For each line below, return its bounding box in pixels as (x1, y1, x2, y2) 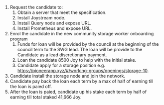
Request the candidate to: (9, 4, 63, 10)
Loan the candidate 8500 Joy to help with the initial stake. (17, 57, 137, 63)
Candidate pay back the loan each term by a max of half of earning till (9, 78, 154, 84)
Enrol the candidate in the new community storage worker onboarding (9, 31, 154, 36)
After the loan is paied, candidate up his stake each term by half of (9, 89, 147, 95)
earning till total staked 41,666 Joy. (9, 94, 82, 100)
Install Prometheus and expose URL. (17, 25, 92, 31)
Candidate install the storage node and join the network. (9, 73, 126, 79)
